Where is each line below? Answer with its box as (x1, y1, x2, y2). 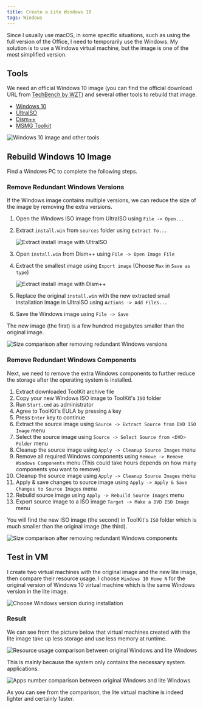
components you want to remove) (15, 465, 101, 472)
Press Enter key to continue (15, 413, 86, 421)
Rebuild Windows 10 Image (7, 152, 112, 162)
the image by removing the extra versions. (7, 203, 113, 211)
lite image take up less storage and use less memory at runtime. (7, 634, 167, 642)
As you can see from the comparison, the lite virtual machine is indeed (7, 689, 184, 696)
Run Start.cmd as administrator (15, 401, 94, 408)
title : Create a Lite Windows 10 (7, 9, 92, 15)
